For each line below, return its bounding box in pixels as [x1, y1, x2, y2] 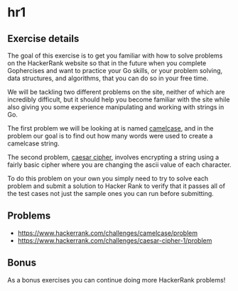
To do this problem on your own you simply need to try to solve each [7, 175, 208, 182]
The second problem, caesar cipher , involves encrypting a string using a [7, 153, 220, 161]
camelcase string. [7, 139, 60, 148]
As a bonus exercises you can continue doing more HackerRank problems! [7, 275, 226, 284]
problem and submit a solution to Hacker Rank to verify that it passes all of [7, 182, 226, 190]
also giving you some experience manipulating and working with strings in [7, 103, 225, 111]
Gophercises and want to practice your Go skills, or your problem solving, [7, 67, 223, 75]
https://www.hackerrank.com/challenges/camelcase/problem [17, 229, 198, 237]
